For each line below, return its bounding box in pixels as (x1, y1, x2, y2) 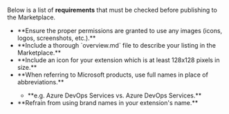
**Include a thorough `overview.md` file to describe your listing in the (17, 41, 217, 49)
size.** (17, 64, 37, 71)
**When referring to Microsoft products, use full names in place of (17, 70, 209, 79)
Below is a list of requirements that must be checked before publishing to (7, 6, 218, 14)
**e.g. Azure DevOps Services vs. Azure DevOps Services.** (27, 91, 202, 99)
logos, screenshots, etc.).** (17, 34, 96, 42)
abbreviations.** (17, 78, 64, 86)
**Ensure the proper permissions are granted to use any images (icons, (17, 27, 223, 35)
